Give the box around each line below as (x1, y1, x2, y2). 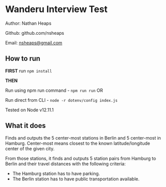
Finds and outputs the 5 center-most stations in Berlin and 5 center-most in (5, 135, 161, 141)
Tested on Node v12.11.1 (5, 107, 54, 113)
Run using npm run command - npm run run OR (5, 87, 103, 93)
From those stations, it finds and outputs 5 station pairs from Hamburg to (5, 155, 156, 161)
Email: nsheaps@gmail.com (5, 39, 63, 46)
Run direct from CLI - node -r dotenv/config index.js (5, 97, 118, 103)
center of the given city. (5, 145, 55, 152)
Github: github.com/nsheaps (5, 30, 64, 36)
